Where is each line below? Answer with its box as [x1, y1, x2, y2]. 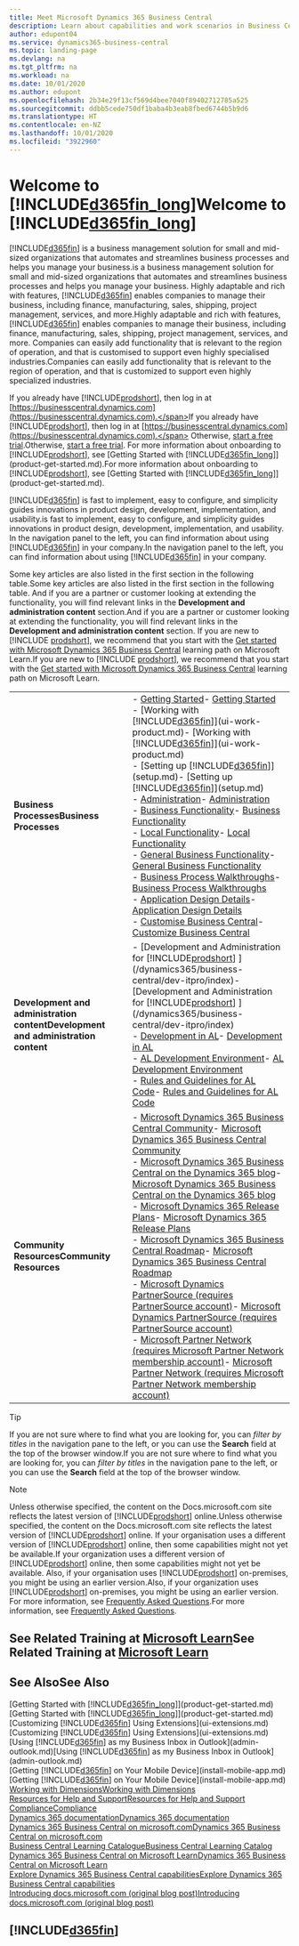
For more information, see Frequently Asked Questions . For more [9, 1595, 245, 1606]
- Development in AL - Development [132, 1030, 283, 1042]
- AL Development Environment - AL [132, 1052, 285, 1064]
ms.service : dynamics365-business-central [9, 37, 169, 47]
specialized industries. [9, 375, 92, 385]
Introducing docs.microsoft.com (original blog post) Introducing [9, 1887, 240, 1898]
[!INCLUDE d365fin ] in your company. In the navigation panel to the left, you [9, 542, 284, 553]
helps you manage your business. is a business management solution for [9, 262, 274, 272]
